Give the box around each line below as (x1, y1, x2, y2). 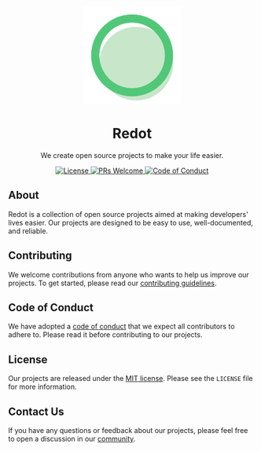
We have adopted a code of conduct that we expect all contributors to (8, 321, 235, 332)
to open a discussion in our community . (8, 434, 136, 443)
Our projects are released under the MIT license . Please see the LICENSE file (8, 374, 253, 383)
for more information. (8, 382, 77, 391)
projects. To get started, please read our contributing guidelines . (8, 278, 217, 288)
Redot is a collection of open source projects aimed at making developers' (8, 209, 249, 218)
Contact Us (8, 405, 64, 418)
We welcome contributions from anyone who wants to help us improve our (8, 269, 249, 279)
